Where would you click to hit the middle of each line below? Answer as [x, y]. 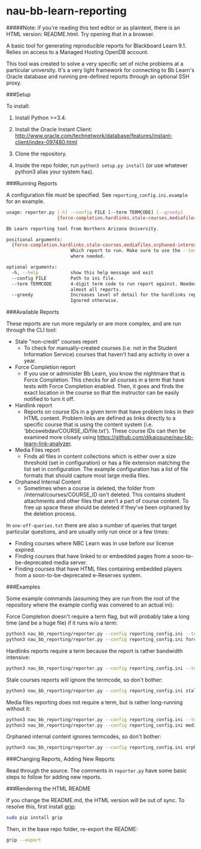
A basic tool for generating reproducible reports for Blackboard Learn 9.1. [96, 46]
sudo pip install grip [34, 818]
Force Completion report [45, 367]
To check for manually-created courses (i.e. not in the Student [100, 348]
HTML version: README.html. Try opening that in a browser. [80, 34]
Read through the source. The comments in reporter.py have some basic [97, 771]
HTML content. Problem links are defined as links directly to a [100, 418]
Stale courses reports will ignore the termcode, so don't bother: [84, 680]
